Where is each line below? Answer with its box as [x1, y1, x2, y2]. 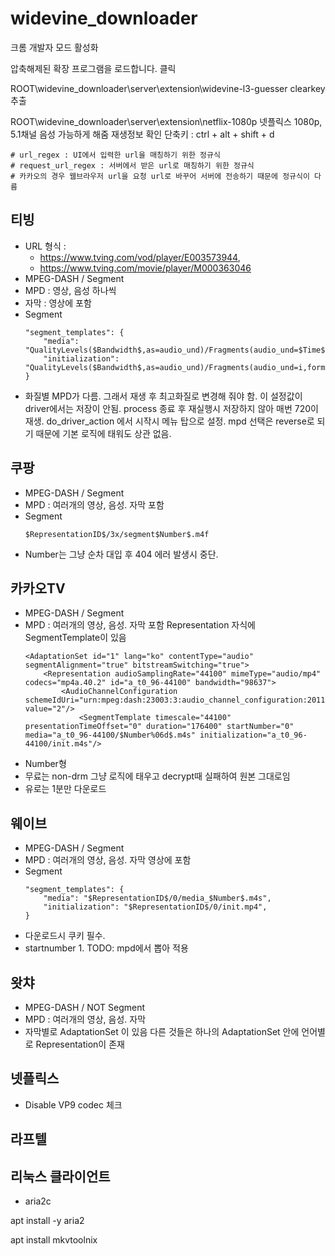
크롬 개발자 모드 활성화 [10, 41, 99, 53]
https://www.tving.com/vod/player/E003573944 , [39, 251, 241, 263]
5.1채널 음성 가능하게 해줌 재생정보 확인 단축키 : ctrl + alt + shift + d [10, 128, 275, 140]
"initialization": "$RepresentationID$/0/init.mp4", [43, 902, 268, 912]
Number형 [24, 758, 67, 770]
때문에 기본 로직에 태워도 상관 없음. [35, 427, 172, 439]
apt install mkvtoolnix [10, 1234, 98, 1246]
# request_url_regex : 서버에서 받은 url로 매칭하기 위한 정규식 [10, 160, 255, 171]
